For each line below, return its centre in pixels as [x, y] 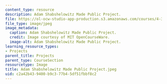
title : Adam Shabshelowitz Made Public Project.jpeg [61, 70]
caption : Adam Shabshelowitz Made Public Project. [63, 33]
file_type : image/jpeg [29, 23]
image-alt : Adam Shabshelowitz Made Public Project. [65, 42]
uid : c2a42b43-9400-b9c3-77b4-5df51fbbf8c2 [51, 74]
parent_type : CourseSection [34, 60]
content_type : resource [30, 10]
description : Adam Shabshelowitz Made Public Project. [63, 14]
